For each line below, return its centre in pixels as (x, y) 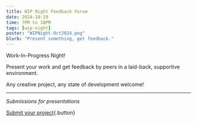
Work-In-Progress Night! (36, 55)
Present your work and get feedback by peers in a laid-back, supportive (93, 67)
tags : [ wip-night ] (28, 28)
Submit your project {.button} (41, 113)
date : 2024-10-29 (27, 17)
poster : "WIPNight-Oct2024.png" (45, 33)
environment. (22, 73)
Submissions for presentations (43, 101)
